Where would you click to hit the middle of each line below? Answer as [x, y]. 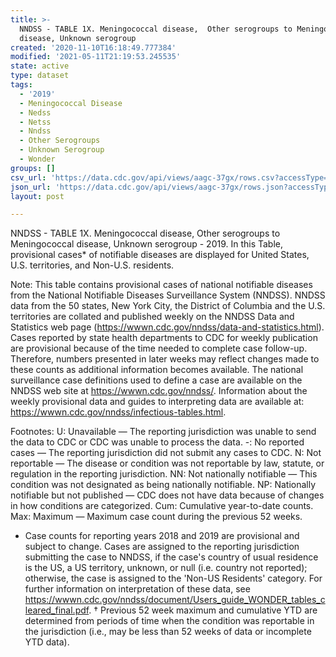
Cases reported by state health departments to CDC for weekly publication [164, 338]
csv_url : [28, 177]
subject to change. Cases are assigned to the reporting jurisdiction [162, 547]
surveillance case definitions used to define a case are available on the [156, 380]
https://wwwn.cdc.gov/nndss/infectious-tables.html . [118, 412]
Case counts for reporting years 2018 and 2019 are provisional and [162, 536]
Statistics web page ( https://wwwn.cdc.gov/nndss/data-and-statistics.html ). [167, 327]
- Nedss [35, 112]
